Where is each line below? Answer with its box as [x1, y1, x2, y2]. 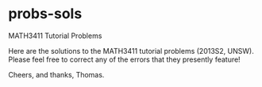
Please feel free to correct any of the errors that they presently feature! [8, 55, 241, 64]
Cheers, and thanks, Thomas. [8, 70, 105, 79]
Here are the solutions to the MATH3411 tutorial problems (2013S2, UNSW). [8, 46, 254, 55]
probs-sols [8, 5, 83, 23]
